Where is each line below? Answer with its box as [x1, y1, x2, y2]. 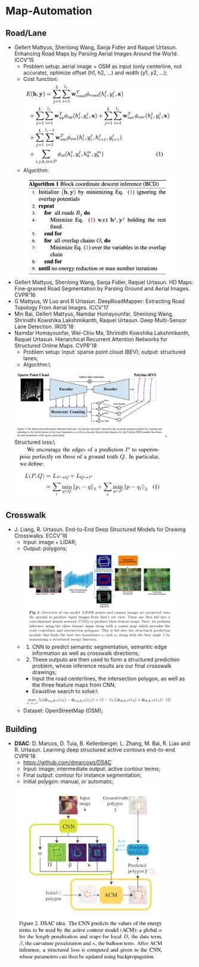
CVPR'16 [14, 291, 36, 299]
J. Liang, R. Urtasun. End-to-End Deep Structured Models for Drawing [14, 526, 186, 533]
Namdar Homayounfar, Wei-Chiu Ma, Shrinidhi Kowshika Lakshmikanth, [14, 329, 190, 336]
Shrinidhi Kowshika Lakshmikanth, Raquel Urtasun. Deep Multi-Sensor [14, 317, 187, 324]
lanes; [23, 355, 38, 362]
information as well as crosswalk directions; [32, 649, 139, 657]
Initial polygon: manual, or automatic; [23, 778, 114, 785]
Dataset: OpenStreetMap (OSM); [23, 707, 104, 714]
